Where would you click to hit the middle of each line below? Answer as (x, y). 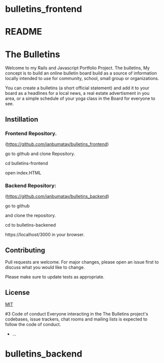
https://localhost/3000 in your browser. (45, 235)
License (17, 292)
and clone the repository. (31, 215)
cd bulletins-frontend (27, 163)
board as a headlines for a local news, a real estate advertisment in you (77, 93)
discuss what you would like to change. (45, 267)
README (24, 32)
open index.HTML (23, 173)
